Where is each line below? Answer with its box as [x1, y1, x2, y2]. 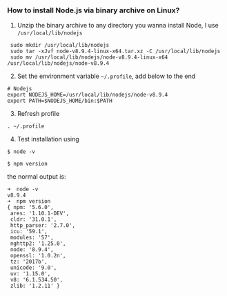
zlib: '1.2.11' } [10, 282, 60, 290]
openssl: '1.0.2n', [10, 253, 67, 259]
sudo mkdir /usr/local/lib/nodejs [10, 42, 110, 49]
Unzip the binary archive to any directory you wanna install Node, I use [17, 21, 219, 30]
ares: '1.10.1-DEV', [10, 210, 70, 217]
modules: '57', [10, 234, 54, 241]
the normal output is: [7, 172, 67, 181]
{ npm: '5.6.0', [7, 204, 54, 211]
